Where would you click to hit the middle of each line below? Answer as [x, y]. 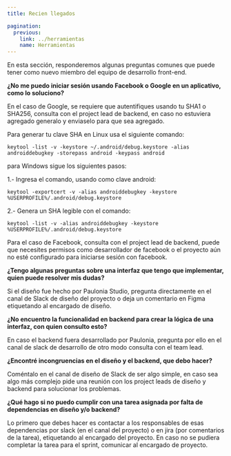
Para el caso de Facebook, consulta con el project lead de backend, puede [113, 243]
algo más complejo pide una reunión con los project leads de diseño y [107, 381]
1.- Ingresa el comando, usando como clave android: [82, 180]
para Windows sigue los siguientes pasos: [67, 166]
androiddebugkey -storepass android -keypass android [86, 153]
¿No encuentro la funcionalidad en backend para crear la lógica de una [110, 319]
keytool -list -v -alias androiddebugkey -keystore [83, 224]
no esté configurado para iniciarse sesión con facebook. [87, 257]
